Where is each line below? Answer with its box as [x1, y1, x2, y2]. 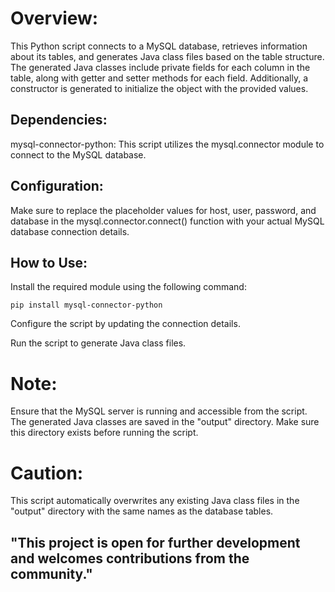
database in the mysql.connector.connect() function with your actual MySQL [10, 215, 325, 227]
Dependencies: [10, 112, 108, 129]
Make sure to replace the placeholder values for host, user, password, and [10, 204, 317, 216]
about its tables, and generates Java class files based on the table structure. [10, 50, 325, 62]
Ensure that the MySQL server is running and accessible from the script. [10, 405, 308, 417]
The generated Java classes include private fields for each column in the [10, 61, 311, 73]
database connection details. [10, 225, 130, 237]
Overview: [10, 7, 99, 30]
